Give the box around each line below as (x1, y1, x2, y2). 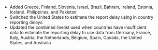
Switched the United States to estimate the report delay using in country (9, 14, 154, 20)
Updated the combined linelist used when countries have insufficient (9, 25, 146, 30)
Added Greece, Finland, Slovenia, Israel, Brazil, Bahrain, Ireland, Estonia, (9, 4, 154, 10)
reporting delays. (9, 19, 44, 25)
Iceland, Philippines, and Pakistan (9, 9, 77, 15)
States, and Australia (9, 40, 51, 45)
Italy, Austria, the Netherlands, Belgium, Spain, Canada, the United (9, 35, 142, 40)
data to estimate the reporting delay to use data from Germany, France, (9, 30, 151, 35)
